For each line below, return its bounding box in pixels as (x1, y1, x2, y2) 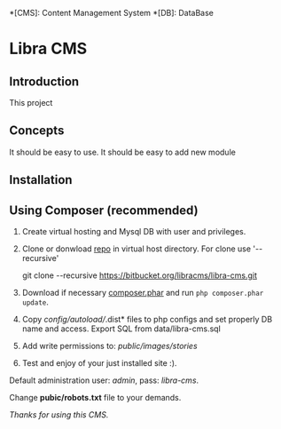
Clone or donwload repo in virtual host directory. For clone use (21, 243, 251, 254)
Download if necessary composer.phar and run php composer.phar (21, 288, 264, 298)
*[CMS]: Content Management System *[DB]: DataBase (9, 8, 215, 18)
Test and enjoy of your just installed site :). (21, 358, 177, 369)
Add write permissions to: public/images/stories (21, 341, 198, 352)
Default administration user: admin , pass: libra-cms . (9, 375, 199, 385)
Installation (9, 172, 73, 187)
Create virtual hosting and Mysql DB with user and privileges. (21, 226, 246, 237)
